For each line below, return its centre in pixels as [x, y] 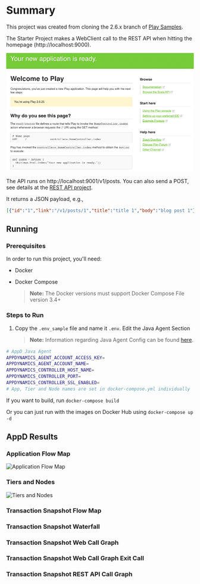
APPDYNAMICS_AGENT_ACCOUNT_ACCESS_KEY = [56, 357]
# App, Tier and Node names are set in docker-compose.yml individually [98, 389]
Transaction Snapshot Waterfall [53, 526]
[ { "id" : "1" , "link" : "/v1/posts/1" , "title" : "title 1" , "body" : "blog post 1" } [101, 211]
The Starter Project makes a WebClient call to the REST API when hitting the [99, 38]
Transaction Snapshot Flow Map [54, 510]
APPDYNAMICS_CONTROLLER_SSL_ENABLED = [53, 383]
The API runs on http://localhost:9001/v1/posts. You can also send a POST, [98, 181]
